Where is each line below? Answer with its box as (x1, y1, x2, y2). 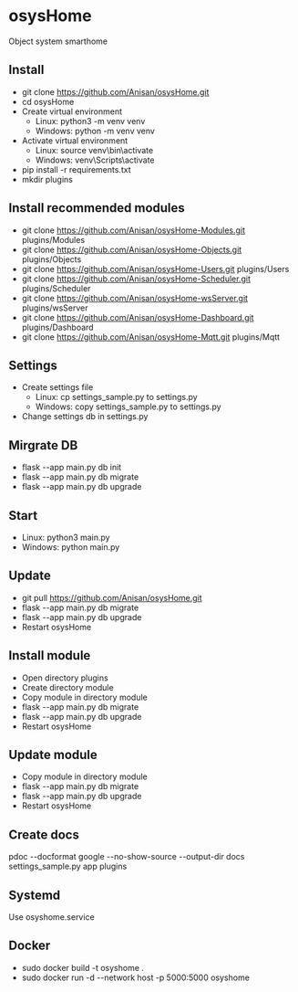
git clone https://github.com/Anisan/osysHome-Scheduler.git (21, 273, 252, 284)
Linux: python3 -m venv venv (35, 115, 146, 126)
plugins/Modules (21, 234, 86, 245)
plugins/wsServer (21, 302, 88, 313)
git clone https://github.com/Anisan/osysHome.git (21, 86, 210, 97)
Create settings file (21, 382, 94, 393)
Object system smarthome (8, 36, 108, 47)
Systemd (8, 887, 61, 902)
